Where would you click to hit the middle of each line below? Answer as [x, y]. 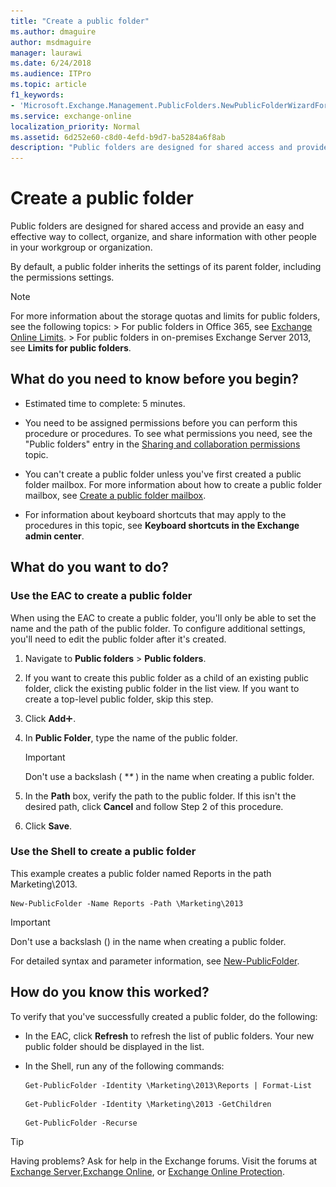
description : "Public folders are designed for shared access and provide [169, 148]
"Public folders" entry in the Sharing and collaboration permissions [162, 444]
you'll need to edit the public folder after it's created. [118, 639]
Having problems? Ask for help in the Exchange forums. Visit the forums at [164, 1161]
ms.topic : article [48, 85]
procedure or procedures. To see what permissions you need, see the [168, 433]
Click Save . [48, 826]
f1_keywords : [37, 95]
